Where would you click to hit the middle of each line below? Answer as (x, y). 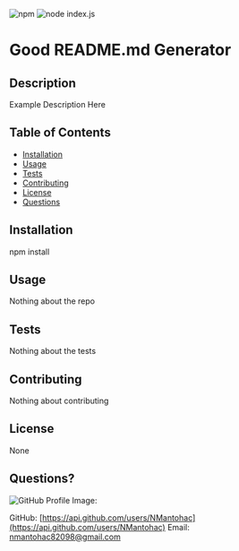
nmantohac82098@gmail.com (65, 537)
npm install (30, 252)
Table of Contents (60, 133)
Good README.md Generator (120, 50)
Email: (178, 527)
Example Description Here (57, 104)
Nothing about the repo (52, 301)
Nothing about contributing (59, 401)
